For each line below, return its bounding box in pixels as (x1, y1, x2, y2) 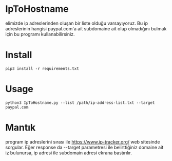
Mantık (5, 122, 36, 133)
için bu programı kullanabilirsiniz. (5, 31, 75, 37)
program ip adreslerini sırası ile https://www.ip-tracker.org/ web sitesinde (5, 138, 160, 145)
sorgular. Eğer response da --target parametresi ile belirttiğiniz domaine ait (5, 144, 164, 150)
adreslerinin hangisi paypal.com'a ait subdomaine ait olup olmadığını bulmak (5, 25, 167, 31)
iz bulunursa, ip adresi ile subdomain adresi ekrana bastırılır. (5, 150, 132, 156)
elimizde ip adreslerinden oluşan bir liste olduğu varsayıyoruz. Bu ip (5, 20, 148, 26)
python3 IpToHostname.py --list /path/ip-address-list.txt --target (5, 100, 155, 105)
